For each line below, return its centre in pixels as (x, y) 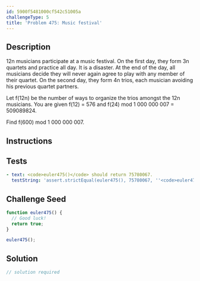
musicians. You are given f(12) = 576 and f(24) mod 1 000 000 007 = (90, 104)
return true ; (28, 224)
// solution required (33, 272)
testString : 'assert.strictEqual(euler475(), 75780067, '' (86, 180)
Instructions (29, 141)
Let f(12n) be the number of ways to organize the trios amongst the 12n (93, 98)
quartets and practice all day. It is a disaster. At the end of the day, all (91, 68)
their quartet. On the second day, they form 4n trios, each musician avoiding (100, 80)
